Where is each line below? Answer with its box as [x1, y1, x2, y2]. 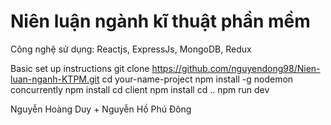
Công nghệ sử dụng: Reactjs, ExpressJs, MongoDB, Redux [10, 43, 252, 55]
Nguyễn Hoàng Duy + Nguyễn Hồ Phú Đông [10, 103, 192, 115]
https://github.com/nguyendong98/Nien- [151, 62, 321, 74]
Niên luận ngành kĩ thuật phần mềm [10, 10, 311, 33]
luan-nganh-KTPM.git [10, 73, 100, 85]
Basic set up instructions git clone [10, 62, 150, 74]
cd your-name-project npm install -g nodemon [101, 73, 294, 85]
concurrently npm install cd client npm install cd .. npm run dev [10, 83, 270, 95]
